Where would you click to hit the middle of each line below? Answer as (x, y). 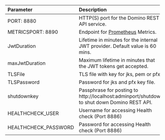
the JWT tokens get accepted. (114, 66)
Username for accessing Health (115, 110)
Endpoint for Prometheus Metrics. (118, 32)
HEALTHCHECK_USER (33, 113)
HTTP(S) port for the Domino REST (119, 18)
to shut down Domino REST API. (115, 102)
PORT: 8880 (22, 21)
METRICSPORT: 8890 (33, 32)
